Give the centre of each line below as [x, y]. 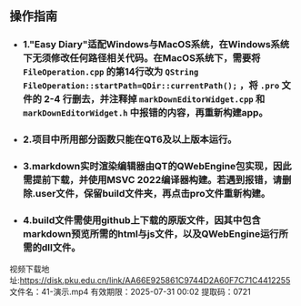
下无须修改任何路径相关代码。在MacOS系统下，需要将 [141, 58]
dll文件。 [61, 248]
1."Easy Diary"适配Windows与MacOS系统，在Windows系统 [156, 45]
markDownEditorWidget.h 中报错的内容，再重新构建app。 [145, 113]
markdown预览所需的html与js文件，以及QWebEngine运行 [150, 234]
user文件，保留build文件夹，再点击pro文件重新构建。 [153, 194]
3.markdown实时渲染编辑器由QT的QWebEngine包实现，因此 [157, 167]
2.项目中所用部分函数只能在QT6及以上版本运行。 [130, 139]
